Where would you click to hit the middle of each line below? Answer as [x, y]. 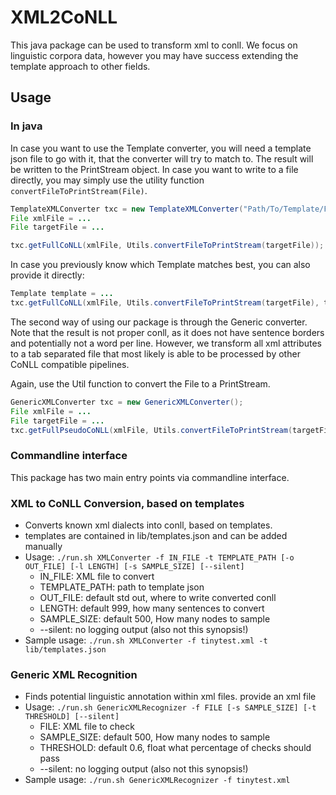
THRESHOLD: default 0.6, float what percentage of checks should [175, 748]
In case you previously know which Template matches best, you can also [160, 265]
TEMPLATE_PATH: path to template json [122, 587]
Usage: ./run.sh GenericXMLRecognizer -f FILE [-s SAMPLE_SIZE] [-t [170, 707]
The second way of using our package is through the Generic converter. [159, 322]
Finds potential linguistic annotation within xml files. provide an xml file [170, 697]
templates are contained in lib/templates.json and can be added [156, 535]
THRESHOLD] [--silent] [72, 717]
